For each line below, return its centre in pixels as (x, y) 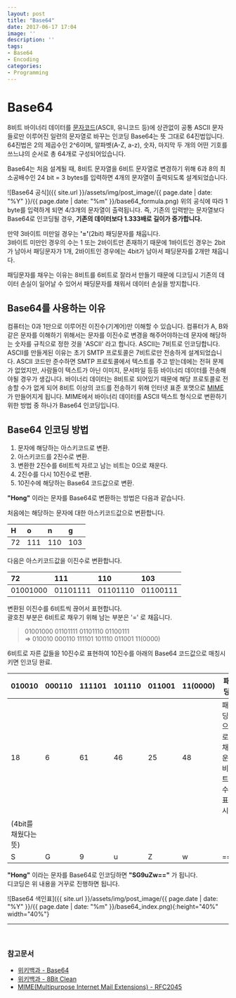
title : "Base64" (31, 20)
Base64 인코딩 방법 (48, 429)
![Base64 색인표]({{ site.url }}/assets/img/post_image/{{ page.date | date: (113, 899)
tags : (15, 46)
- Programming (28, 72)
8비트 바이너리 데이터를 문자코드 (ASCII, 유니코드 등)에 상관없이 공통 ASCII (109, 128)
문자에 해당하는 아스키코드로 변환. (64, 448)
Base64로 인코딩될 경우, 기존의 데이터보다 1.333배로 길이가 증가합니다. (105, 219)
